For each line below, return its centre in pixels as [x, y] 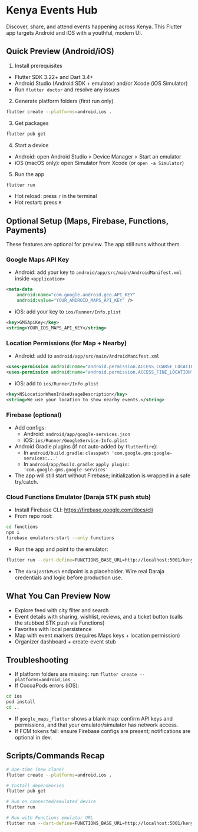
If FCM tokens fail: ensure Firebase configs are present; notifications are [103, 731]
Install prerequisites [39, 65]
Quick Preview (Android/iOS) [60, 52]
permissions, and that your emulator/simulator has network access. [96, 725]
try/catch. [26, 481]
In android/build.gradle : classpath [66, 453]
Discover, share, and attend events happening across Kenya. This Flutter [94, 27]
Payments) [27, 230]
